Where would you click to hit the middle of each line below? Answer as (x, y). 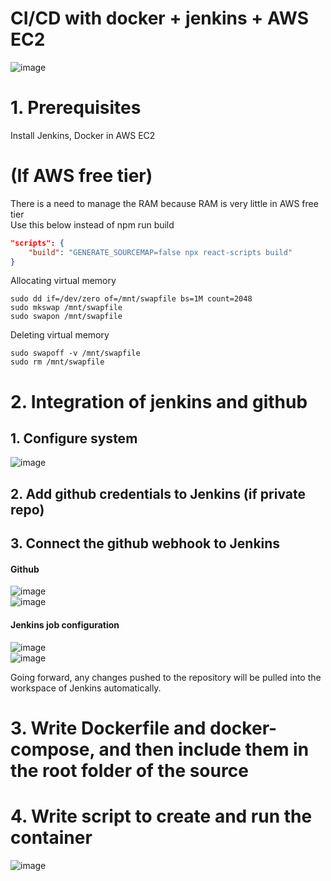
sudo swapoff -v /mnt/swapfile (75, 353)
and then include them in (204, 749)
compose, (52, 749)
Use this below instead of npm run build (92, 224)
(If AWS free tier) (81, 176)
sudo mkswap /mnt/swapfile (66, 308)
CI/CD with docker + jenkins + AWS (160, 18)
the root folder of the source (129, 770)
